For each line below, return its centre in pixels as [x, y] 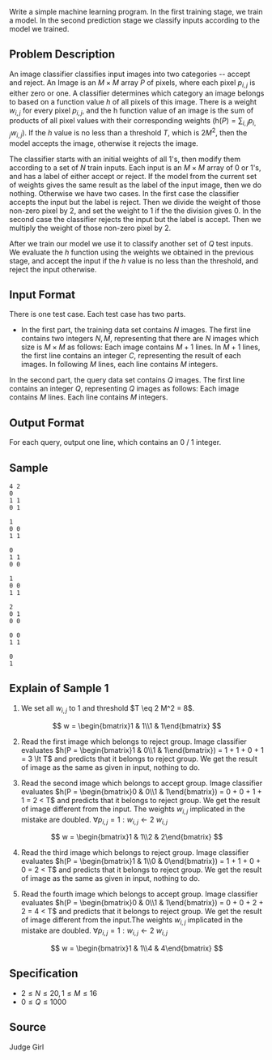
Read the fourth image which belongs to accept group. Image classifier [139, 894]
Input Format [42, 295]
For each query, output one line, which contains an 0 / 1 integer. [115, 442]
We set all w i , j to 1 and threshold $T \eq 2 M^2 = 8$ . [108, 709]
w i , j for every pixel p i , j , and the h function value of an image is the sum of [132, 111]
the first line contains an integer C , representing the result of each [131, 356]
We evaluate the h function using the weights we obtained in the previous [132, 252]
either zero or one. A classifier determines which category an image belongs [137, 93]
